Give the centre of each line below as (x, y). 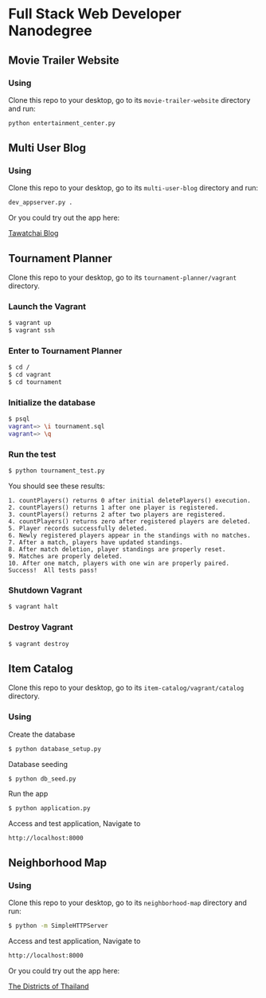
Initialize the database (52, 403)
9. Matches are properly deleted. (66, 557)
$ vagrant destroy (39, 644)
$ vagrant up (30, 323)
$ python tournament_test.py (57, 471)
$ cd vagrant (30, 375)
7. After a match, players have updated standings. (96, 542)
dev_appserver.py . (41, 203)
